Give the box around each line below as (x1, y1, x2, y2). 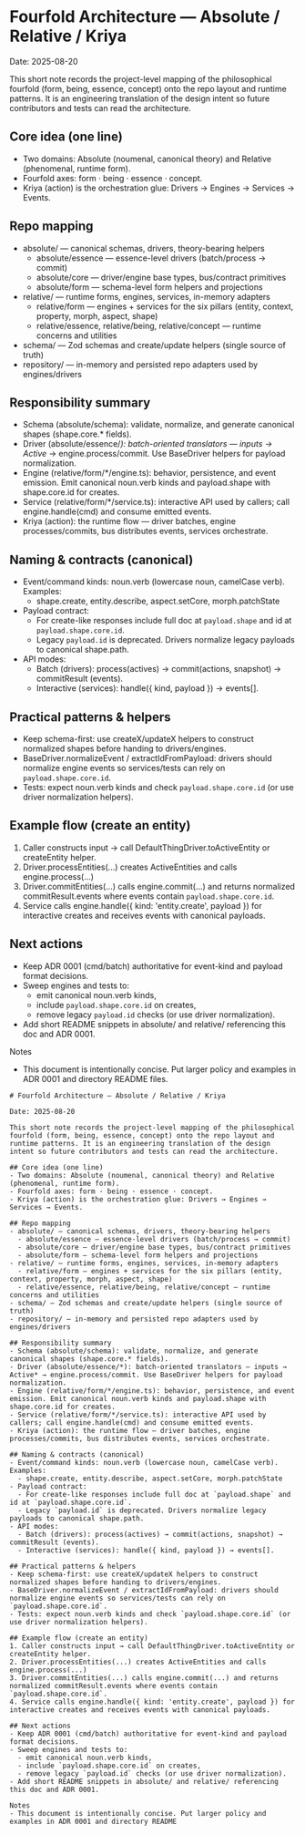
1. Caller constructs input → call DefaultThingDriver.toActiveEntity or (9, 1641, 296, 1651)
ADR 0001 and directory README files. (22, 1073, 168, 1084)
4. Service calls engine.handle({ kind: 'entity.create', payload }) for (9, 1697, 296, 1706)
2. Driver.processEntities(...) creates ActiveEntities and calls (9, 1657, 267, 1666)
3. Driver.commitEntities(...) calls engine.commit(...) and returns (9, 1673, 280, 1683)
